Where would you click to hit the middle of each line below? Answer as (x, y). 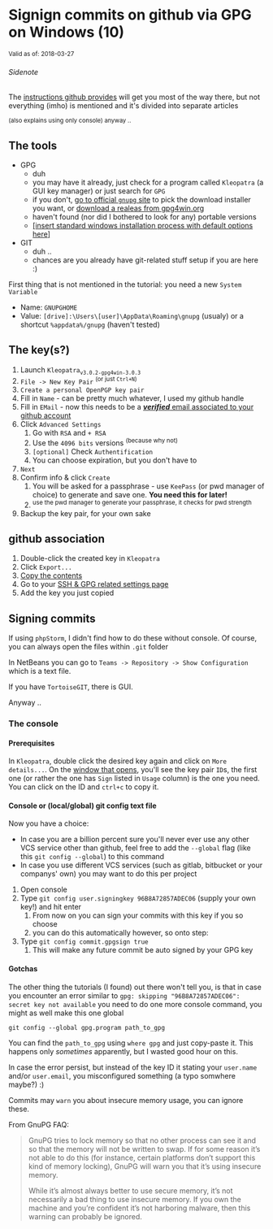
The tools (33, 145)
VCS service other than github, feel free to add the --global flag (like (135, 848)
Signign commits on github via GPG (130, 15)
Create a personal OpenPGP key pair (82, 391)
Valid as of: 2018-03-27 (41, 54)
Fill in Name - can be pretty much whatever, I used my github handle (132, 398)
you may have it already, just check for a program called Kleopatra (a (148, 182)
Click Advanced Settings (61, 424)
